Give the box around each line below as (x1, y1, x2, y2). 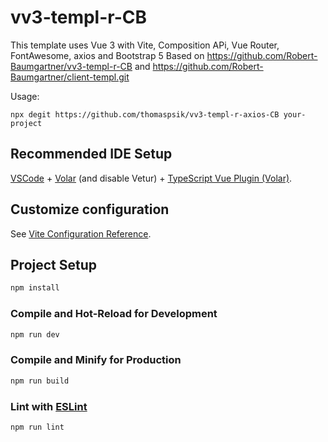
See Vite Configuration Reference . (10, 227, 152, 240)
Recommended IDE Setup (10, 146, 173, 163)
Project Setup (10, 256, 98, 273)
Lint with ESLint (10, 399, 88, 413)
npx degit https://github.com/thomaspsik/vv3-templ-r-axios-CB (10, 109, 280, 120)
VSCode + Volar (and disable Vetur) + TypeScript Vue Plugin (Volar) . (10, 172, 293, 184)
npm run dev (10, 329, 60, 340)
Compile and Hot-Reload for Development (10, 307, 218, 321)
